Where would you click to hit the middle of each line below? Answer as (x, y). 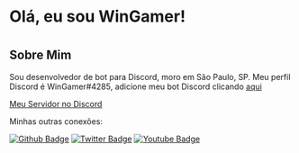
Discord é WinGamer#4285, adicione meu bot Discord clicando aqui (136, 86)
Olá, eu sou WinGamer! (98, 17)
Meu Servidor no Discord (56, 103)
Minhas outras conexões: (56, 121)
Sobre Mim (41, 55)
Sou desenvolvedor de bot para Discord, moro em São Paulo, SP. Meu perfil (150, 76)
